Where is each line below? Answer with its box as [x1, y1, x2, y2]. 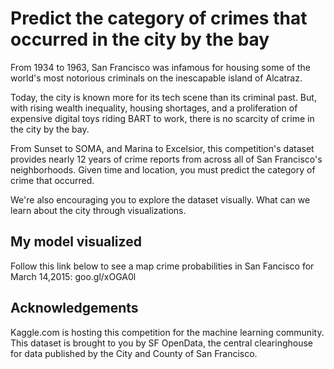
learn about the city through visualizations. [10, 204, 187, 216]
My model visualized [10, 233, 142, 251]
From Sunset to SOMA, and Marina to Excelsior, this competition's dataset [10, 142, 315, 154]
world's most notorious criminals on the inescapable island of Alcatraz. [10, 72, 303, 84]
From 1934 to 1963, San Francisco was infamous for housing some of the [10, 61, 312, 73]
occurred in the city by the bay [10, 28, 270, 51]
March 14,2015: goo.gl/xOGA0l [10, 270, 137, 282]
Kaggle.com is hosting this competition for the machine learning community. [10, 326, 325, 338]
